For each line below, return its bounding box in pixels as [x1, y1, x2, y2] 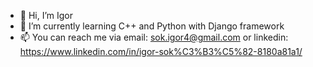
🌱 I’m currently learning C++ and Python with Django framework [19, 20, 285, 32]
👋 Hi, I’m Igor [19, 10, 74, 21]
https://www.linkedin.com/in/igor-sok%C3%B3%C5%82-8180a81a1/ [19, 46, 303, 57]
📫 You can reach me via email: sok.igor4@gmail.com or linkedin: [19, 31, 289, 43]
